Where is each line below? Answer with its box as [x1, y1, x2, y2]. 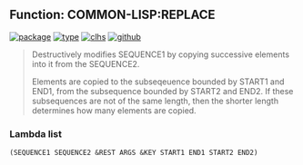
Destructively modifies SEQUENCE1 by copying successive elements [31, 49, 289, 60]
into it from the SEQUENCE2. [31, 58, 140, 69]
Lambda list [9, 127, 62, 140]
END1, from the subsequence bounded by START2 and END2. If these [31, 85, 294, 96]
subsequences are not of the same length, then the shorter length [31, 95, 279, 106]
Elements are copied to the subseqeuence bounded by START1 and [31, 76, 285, 87]
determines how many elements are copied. [31, 104, 197, 116]
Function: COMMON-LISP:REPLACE [9, 7, 216, 23]
